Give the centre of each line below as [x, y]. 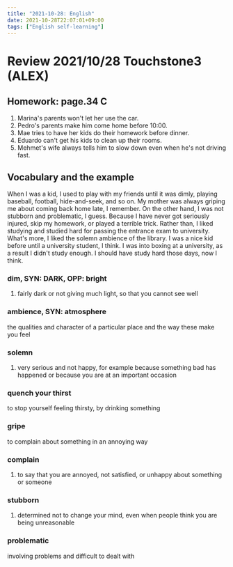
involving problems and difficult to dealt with [71, 556]
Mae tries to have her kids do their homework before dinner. [103, 133]
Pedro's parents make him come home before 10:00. [93, 125]
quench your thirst [39, 393]
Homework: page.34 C [57, 101]
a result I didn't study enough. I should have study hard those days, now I [112, 253]
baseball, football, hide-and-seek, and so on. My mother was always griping [116, 201]
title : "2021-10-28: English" [51, 14]
